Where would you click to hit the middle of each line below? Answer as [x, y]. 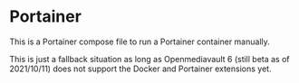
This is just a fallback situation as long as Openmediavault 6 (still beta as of [149, 59]
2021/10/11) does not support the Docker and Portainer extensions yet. [140, 69]
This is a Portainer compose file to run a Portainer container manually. [140, 41]
